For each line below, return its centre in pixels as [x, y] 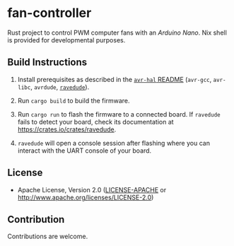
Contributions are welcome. [48, 236]
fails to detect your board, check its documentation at [96, 122]
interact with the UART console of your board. [84, 151]
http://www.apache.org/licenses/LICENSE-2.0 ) [86, 197]
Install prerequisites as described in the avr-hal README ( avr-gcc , [115, 79]
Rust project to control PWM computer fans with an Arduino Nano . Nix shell [117, 33]
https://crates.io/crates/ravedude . [67, 129]
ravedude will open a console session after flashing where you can [114, 143]
